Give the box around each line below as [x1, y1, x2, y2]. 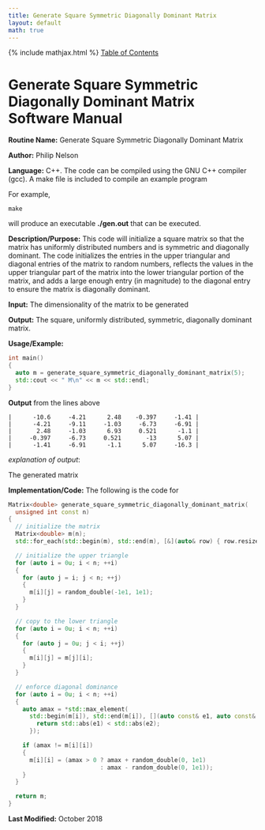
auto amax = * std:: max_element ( [22, 705, 129, 713]
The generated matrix [8, 470, 79, 479]
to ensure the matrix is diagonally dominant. [8, 285, 151, 294]
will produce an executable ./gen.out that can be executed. [8, 219, 201, 228]
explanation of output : [8, 455, 80, 464]
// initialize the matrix [15, 523, 101, 530]
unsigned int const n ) [15, 507, 90, 516]
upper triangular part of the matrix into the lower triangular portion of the [8, 268, 244, 277]
